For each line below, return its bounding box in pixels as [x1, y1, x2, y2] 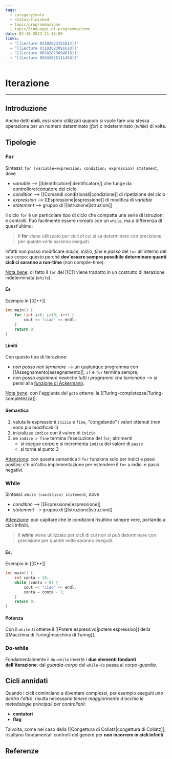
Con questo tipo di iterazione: [5, 354, 68, 360]
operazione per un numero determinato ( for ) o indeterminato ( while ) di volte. [5, 123, 167, 129]
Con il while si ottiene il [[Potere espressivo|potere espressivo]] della [5, 626, 151, 632]
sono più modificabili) [12, 424, 59, 430]
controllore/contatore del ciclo [12, 186, 77, 192]
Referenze [5, 747, 39, 755]
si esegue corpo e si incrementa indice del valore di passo [20, 441, 143, 447]
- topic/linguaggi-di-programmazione [10, 27, 91, 32]
